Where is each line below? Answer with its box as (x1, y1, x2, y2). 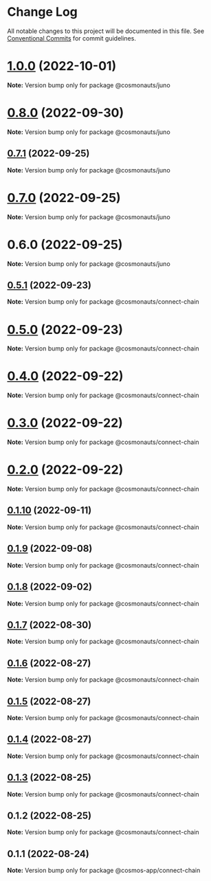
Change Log (7, 4, 78, 20)
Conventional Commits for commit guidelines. (7, 34, 136, 42)
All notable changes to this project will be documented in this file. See (7, 27, 205, 35)
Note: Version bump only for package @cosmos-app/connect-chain (7, 867, 201, 875)
